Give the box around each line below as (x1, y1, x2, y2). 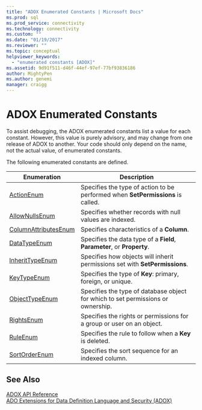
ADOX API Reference (6, 390, 58, 398)
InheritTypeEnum (9, 256, 58, 264)
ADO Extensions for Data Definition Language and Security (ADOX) (6, 397, 173, 404)
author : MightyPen (6, 71, 52, 77)
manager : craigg (6, 82, 47, 88)
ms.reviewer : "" (6, 43, 47, 49)
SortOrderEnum (9, 350, 54, 359)
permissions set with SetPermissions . (81, 260, 188, 268)
